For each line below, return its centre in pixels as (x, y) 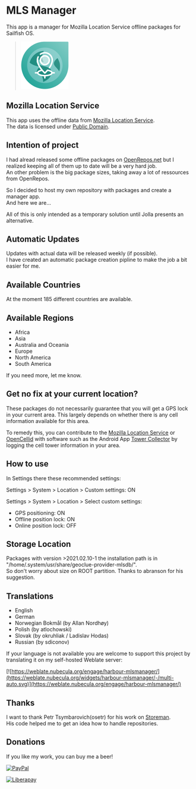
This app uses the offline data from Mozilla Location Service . (80, 120)
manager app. (23, 196)
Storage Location (39, 544)
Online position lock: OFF (45, 525)
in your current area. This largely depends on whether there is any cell (92, 415)
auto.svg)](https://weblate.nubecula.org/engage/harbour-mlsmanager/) (94, 684)
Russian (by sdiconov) (42, 642)
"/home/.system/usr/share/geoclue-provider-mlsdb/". (72, 565)
